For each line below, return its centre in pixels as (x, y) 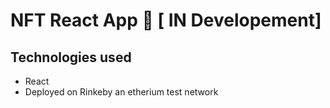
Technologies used (71, 57)
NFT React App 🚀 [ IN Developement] (166, 20)
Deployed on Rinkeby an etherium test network (121, 92)
